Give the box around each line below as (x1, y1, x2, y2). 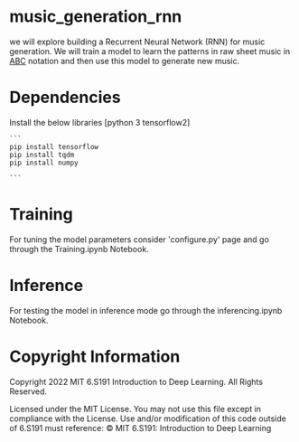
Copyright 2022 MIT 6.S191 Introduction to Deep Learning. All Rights (9, 376, 264, 387)
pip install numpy (9, 158, 79, 167)
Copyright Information (9, 346, 181, 367)
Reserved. (9, 386, 48, 397)
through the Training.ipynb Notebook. (9, 243, 149, 254)
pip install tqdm (9, 150, 75, 159)
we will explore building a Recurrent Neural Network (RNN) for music (9, 36, 266, 47)
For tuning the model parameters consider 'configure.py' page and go (9, 233, 269, 245)
